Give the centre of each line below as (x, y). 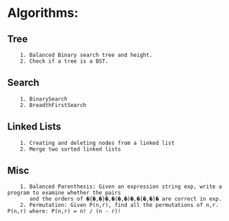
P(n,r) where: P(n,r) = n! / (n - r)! (64, 211)
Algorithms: (43, 13)
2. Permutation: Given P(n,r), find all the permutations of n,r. (119, 206)
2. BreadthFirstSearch (53, 105)
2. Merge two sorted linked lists (70, 149)
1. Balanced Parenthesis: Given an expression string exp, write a (121, 187)
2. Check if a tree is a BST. (64, 61)
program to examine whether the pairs (64, 193)
